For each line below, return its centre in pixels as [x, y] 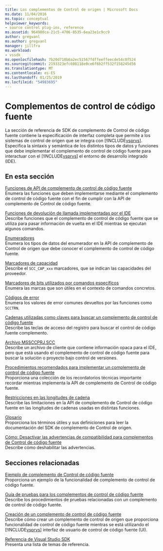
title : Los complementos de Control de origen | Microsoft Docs [72, 10]
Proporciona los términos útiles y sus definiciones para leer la [67, 423]
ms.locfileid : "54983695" [31, 82]
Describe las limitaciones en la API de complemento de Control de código [79, 403]
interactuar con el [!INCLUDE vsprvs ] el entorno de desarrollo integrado [76, 156]
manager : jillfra [23, 46]
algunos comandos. [25, 229]
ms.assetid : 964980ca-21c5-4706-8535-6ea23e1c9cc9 [57, 32]
